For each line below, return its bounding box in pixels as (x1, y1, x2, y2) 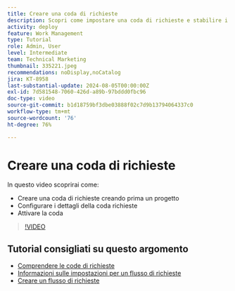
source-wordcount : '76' (7, 114, 77, 121)
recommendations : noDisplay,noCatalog (7, 69, 121, 76)
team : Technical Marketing (7, 56, 87, 63)
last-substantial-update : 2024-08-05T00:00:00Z (7, 82, 150, 89)
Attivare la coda (17, 209, 63, 217)
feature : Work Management (7, 29, 83, 37)
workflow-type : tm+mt (7, 108, 71, 115)
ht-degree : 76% (7, 121, 52, 128)
